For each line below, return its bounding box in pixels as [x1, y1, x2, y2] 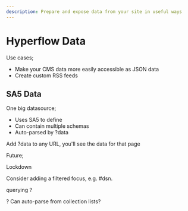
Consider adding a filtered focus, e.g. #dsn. [6, 175, 113, 182]
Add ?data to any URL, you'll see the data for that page [6, 140, 141, 147]
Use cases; [6, 54, 34, 61]
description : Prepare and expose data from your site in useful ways [6, 8, 183, 15]
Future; [6, 152, 24, 159]
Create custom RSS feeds [14, 72, 79, 79]
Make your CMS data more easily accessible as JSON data [14, 65, 159, 73]
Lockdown [6, 163, 32, 171]
